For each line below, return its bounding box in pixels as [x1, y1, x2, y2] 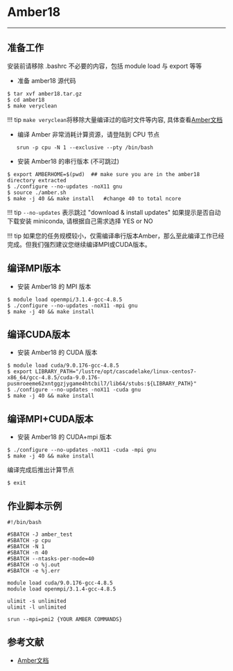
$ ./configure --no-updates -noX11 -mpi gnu [7, 302, 138, 309]
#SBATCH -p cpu [7, 537, 51, 544]
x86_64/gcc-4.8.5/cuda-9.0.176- [7, 374, 101, 381]
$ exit [7, 480, 26, 487]
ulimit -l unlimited [7, 604, 67, 611]
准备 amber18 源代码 [17, 76, 76, 85]
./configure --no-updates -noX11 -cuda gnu [13, 386, 141, 394]
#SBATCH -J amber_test [7, 531, 73, 538]
